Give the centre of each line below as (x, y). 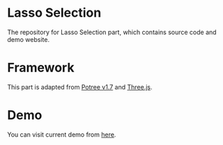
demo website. (29, 39)
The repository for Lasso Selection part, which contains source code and (112, 32)
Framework (41, 68)
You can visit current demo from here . (62, 135)
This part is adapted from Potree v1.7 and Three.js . (80, 87)
